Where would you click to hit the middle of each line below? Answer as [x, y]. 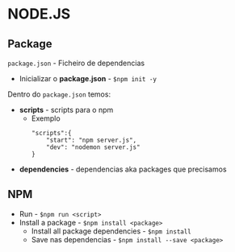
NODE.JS [39, 14]
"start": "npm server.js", [92, 140]
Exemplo [46, 118]
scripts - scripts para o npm [66, 110]
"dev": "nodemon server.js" [93, 147]
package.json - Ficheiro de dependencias [76, 63]
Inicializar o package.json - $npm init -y [88, 78]
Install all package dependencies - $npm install [111, 231]
